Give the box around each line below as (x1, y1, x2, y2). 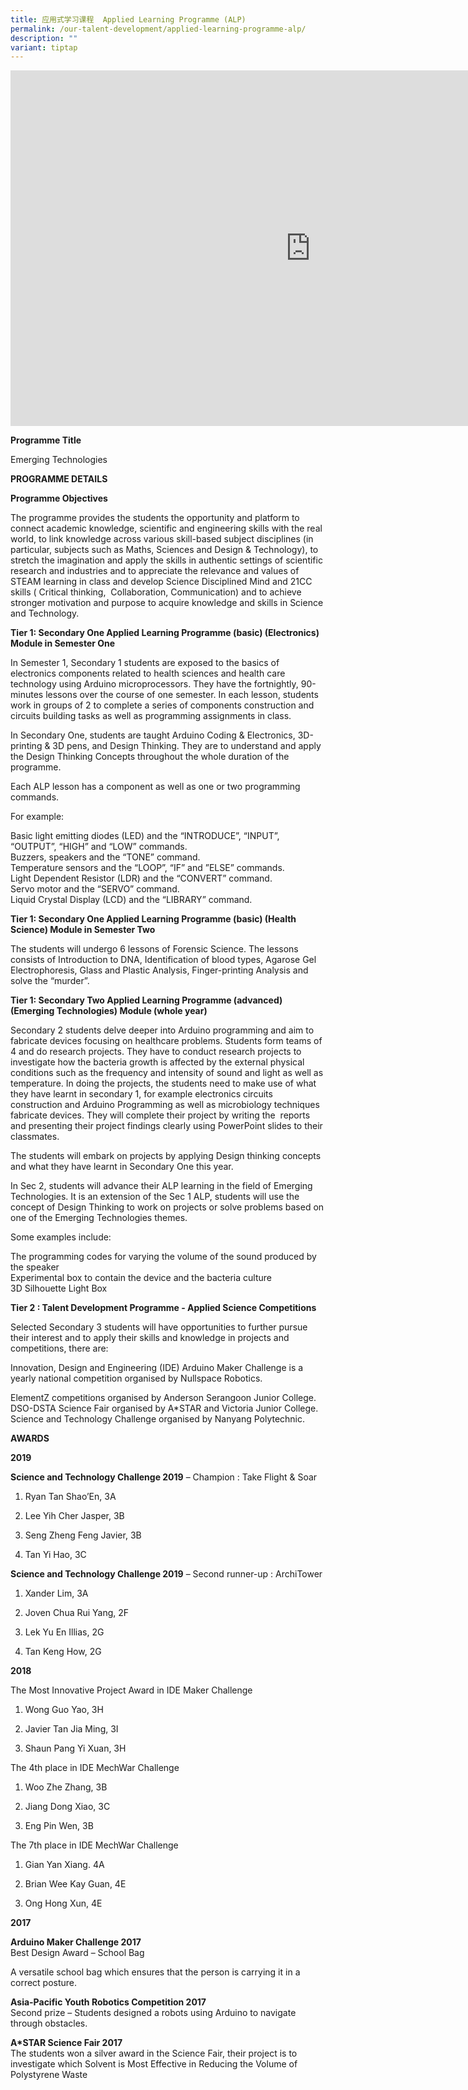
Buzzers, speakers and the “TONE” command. (10, 851, 201, 863)
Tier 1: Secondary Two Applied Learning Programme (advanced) (10, 994, 283, 1006)
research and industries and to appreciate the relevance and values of (10, 565, 300, 577)
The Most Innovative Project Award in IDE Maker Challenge (10, 1684, 253, 1696)
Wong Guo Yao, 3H (24, 1704, 104, 1716)
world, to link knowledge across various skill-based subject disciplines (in (10, 533, 314, 545)
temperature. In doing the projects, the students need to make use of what (10, 1077, 317, 1090)
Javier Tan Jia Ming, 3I (24, 1723, 119, 1735)
